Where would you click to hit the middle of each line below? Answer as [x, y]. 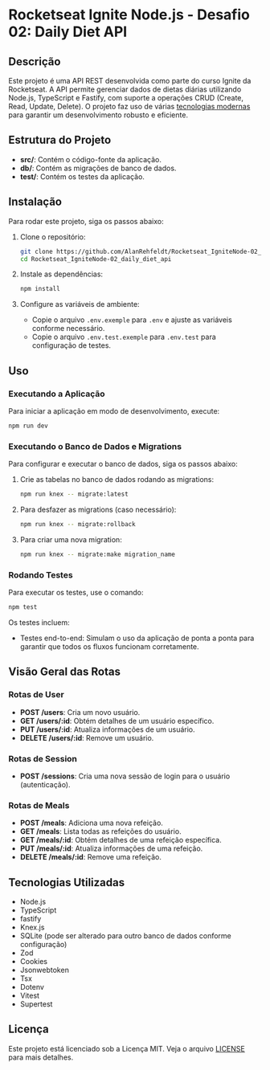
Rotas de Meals [39, 805]
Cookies [34, 961]
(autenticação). [45, 784]
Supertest [36, 1004]
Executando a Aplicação [57, 394]
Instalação [35, 202]
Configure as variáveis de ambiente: [80, 304]
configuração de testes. [71, 345]
